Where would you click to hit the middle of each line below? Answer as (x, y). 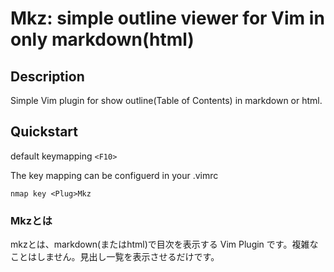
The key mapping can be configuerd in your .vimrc (114, 175)
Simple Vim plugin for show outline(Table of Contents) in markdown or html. (166, 100)
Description (47, 76)
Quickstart (44, 132)
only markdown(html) (102, 39)
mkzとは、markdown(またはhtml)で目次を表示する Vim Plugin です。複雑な (164, 244)
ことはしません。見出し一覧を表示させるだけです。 (115, 257)
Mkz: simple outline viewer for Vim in (167, 18)
